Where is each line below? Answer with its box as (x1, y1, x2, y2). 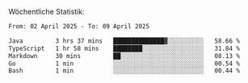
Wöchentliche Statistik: (8, 7, 85, 16)
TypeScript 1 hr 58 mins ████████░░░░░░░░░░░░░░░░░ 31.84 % (8, 44, 241, 52)
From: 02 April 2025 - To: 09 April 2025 (8, 23, 150, 31)
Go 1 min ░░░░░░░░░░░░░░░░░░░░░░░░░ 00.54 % (8, 60, 241, 68)
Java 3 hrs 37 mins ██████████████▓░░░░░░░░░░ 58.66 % (8, 36, 241, 45)
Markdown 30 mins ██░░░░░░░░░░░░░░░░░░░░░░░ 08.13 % (8, 52, 241, 60)
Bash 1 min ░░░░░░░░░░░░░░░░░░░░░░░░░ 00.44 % (8, 67, 241, 75)
